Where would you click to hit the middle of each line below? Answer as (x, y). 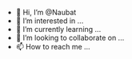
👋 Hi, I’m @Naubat (46, 12)
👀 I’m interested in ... (50, 21)
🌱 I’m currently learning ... (58, 29)
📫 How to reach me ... (53, 47)
